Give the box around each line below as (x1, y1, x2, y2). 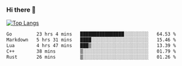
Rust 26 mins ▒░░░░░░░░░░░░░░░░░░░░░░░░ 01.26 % (6, 54, 176, 60)
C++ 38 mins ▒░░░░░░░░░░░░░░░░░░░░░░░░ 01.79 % (6, 48, 176, 54)
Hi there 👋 (6, 5, 37, 14)
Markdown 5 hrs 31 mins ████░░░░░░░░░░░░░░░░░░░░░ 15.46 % (6, 37, 176, 43)
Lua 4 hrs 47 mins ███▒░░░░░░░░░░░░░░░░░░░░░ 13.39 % (6, 43, 176, 49)
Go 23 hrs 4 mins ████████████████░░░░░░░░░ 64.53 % (6, 31, 176, 37)
